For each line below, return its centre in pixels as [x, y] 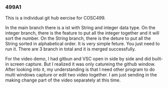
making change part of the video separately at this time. [63, 80]
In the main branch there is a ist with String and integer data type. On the [80, 28]
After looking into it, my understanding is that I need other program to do [80, 69]
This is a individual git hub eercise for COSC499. [55, 18]
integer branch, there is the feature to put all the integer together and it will [82, 33]
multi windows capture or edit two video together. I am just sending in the [81, 75]
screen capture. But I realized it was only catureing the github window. [82, 64]
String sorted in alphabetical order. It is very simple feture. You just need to [82, 44]
